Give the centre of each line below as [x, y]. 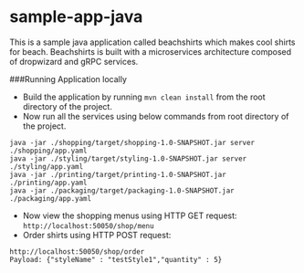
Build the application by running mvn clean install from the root [144, 97]
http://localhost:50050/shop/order [77, 252]
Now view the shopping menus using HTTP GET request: [130, 215]
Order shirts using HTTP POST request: [97, 235]
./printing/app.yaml [49, 183]
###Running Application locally [68, 79]
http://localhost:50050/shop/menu [88, 226]
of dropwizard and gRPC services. [74, 61]
